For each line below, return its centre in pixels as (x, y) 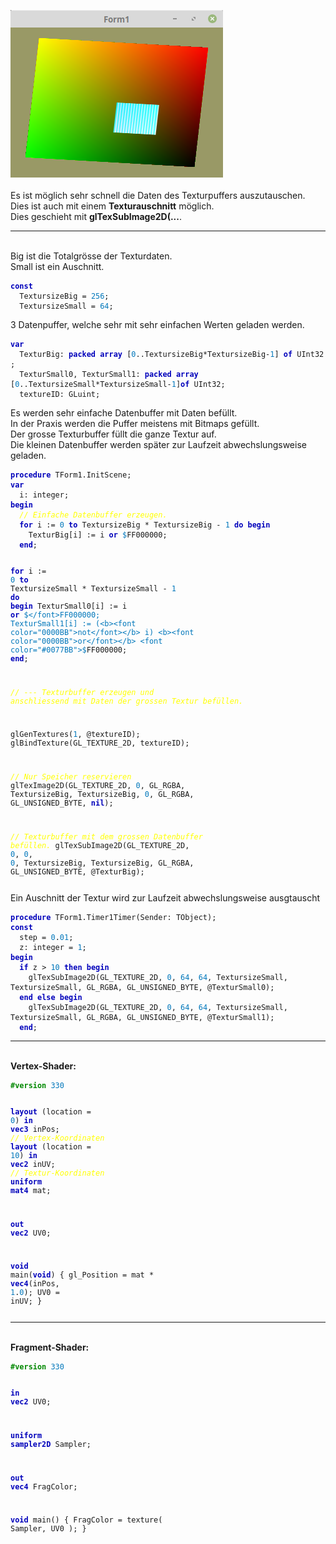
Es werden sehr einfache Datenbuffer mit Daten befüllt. (124, 413)
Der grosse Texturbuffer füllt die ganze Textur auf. (113, 434)
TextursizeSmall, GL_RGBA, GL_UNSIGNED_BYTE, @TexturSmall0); (142, 987)
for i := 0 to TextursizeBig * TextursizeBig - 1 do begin (145, 525)
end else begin (51, 997)
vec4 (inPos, (35, 1284)
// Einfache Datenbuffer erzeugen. (93, 515)
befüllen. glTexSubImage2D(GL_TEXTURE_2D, (100, 846)
